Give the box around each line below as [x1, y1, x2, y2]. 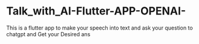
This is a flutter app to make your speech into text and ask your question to [6, 24, 194, 31]
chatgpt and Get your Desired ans [6, 30, 91, 37]
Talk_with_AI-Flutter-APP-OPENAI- [6, 4, 186, 18]
